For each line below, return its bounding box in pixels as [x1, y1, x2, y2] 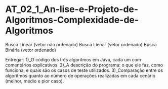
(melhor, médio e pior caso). [5, 78, 64, 84]
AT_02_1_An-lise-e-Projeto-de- [5, 4, 139, 15]
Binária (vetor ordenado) [5, 47, 57, 53]
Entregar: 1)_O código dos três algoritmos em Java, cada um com [5, 56, 141, 62]
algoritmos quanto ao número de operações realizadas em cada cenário [5, 72, 156, 78]
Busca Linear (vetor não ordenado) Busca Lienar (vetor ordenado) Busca [5, 41, 157, 47]
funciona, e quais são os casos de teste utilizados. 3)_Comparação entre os [5, 67, 163, 73]
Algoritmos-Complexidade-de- [5, 14, 139, 26]
